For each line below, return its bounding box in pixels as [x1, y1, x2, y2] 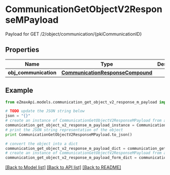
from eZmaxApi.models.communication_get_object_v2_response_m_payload [5, 99, 157, 104]
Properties [5, 45, 39, 54]
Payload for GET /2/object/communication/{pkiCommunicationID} [5, 31, 142, 37]
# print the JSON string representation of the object [5, 127, 123, 132]
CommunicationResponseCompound [61, 69, 153, 76]
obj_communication [8, 69, 57, 76]
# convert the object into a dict [5, 141, 78, 146]
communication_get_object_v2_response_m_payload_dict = [5, 146, 125, 151]
